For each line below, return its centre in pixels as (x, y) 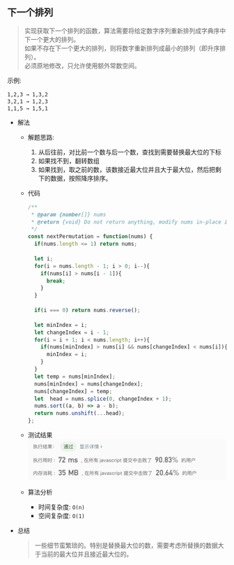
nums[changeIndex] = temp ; (73, 391)
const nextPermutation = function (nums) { (90, 237)
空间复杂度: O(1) (62, 516)
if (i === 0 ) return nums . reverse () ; (87, 310)
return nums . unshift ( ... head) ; (79, 413)
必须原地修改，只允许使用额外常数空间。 (82, 66)
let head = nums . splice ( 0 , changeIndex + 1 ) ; (103, 399)
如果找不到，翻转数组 (69, 161)
